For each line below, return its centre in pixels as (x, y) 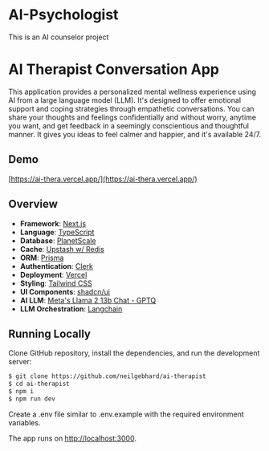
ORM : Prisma (42, 258)
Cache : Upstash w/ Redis (62, 249)
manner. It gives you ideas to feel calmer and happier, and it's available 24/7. (135, 134)
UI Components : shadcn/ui (65, 291)
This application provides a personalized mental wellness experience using (132, 91)
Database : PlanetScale (58, 240)
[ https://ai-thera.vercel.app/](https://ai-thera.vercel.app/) (103, 179)
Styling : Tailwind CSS (56, 283)
